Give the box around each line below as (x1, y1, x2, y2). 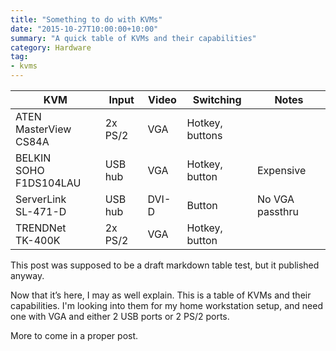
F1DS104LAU (15, 176, 82, 190)
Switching (192, 93, 242, 106)
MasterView (15, 122, 72, 136)
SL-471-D (15, 205, 67, 218)
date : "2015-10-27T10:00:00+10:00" (10, 24, 159, 34)
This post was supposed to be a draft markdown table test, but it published (10, 259, 320, 271)
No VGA (256, 192, 295, 206)
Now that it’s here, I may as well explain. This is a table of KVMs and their (10, 289, 312, 301)
